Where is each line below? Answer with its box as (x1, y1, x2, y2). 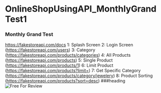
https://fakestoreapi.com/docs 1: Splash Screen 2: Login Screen (5, 42, 133, 48)
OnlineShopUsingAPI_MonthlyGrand (5, 3, 157, 15)
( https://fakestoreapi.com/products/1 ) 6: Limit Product (5, 62, 114, 68)
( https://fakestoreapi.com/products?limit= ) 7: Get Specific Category (5, 68, 141, 74)
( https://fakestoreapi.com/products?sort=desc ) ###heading (5, 78, 125, 84)
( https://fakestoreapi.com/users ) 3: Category (5, 47, 96, 53)
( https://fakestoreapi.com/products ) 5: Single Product (5, 57, 113, 63)
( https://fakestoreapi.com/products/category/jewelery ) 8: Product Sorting (5, 73, 153, 78)
